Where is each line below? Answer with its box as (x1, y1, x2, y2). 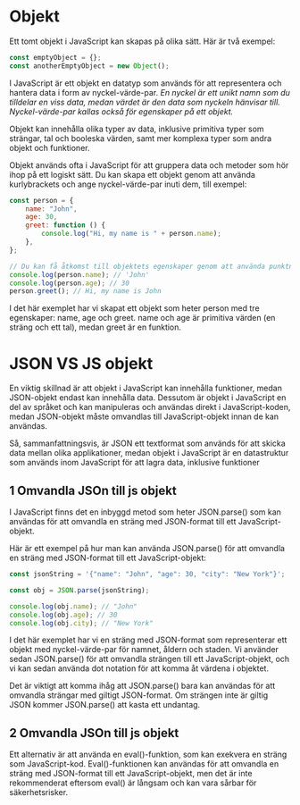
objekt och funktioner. (9, 142, 90, 153)
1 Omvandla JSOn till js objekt (9, 482, 177, 498)
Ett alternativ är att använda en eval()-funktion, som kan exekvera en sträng (9, 749, 287, 760)
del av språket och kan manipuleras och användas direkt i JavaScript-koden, (9, 402, 291, 413)
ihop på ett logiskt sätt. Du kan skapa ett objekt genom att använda (9, 169, 256, 180)
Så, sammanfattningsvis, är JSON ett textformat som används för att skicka (9, 438, 286, 449)
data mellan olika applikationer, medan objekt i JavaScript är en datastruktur (9, 448, 289, 458)
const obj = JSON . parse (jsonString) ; (9, 585, 150, 595)
